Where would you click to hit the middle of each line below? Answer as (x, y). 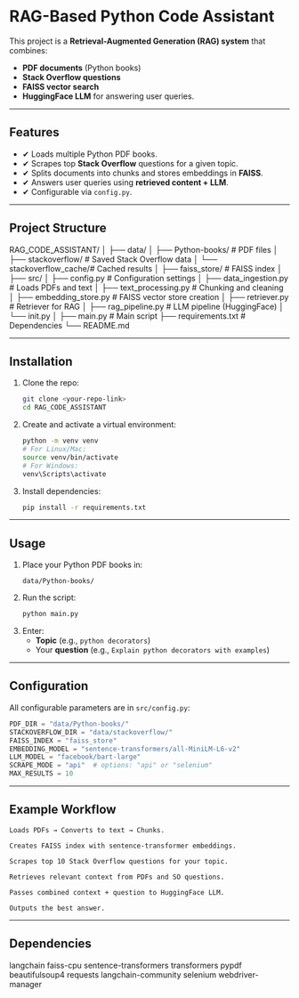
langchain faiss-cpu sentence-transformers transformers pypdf (125, 965)
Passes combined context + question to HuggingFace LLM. (117, 892)
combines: (28, 50)
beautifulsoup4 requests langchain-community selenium (113, 974)
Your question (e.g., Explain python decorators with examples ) (152, 650)
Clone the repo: (51, 383)
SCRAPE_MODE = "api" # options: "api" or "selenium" (111, 766)
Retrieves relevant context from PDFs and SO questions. (117, 877)
